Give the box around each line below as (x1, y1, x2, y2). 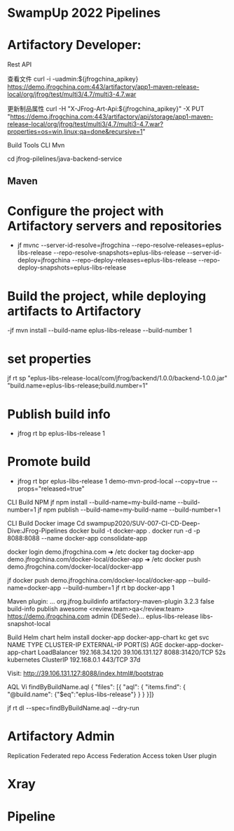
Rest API (7, 60, 32, 69)
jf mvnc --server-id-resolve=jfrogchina (17, 241, 130, 250)
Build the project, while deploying (7, 288, 207, 304)
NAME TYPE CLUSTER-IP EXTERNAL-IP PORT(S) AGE (7, 641, 163, 649)
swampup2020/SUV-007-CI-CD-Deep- (86, 519, 201, 528)
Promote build (7, 454, 91, 470)
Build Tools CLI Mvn (7, 141, 65, 149)
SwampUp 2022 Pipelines (7, 5, 161, 21)
